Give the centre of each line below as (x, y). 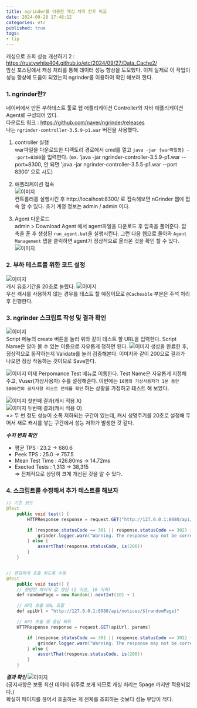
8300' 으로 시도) (34, 172)
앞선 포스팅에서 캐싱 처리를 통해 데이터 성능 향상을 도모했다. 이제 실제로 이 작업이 (98, 70)
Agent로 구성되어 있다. (32, 115)
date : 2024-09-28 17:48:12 (39, 17)
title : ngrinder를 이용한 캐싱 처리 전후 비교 (57, 11)
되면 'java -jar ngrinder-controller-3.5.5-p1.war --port (113, 165)
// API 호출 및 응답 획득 (44, 622)
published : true (26, 28)
